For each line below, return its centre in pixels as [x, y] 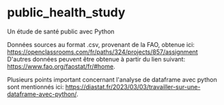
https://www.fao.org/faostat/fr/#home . [61, 66]
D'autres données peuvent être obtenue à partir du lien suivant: [96, 59]
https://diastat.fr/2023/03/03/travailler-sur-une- [133, 87]
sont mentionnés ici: [36, 87]
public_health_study [66, 13]
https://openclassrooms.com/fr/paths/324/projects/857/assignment [102, 52]
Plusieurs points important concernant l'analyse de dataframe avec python [112, 79]
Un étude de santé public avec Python [61, 31]
